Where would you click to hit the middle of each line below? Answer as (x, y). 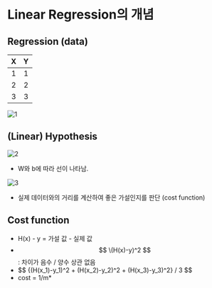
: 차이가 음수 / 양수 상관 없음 (57, 262)
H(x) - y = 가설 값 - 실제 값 (55, 238)
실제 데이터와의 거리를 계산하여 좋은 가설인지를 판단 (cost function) (111, 197)
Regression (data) (48, 41)
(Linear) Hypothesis (53, 137)
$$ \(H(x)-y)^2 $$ (125, 250)
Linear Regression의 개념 (81, 15)
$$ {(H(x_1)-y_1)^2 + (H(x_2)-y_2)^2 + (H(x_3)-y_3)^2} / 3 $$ (105, 270)
